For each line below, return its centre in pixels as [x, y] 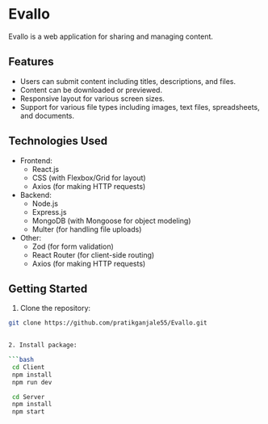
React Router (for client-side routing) [93, 254]
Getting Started [48, 289]
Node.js [45, 204]
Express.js [49, 212]
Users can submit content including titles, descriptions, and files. [128, 81]
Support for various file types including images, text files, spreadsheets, [140, 107]
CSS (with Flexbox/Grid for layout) [89, 178]
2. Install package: [43, 345]
